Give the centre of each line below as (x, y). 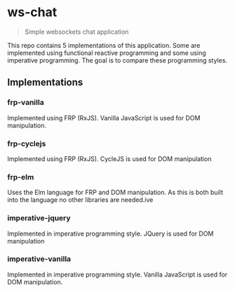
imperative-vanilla (39, 259)
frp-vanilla (26, 103)
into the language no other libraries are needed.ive (80, 200)
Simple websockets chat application (76, 32)
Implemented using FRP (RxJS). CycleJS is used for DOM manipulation (109, 158)
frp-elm (21, 177)
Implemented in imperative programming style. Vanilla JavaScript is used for (117, 274)
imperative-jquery (39, 218)
